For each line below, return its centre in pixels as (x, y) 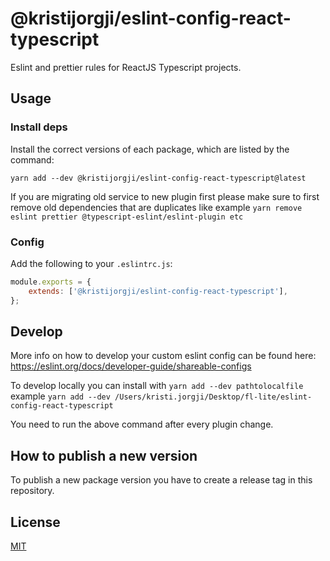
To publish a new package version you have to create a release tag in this (161, 480)
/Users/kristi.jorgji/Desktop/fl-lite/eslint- (213, 397)
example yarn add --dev (60, 396)
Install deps (39, 127)
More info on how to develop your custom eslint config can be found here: (163, 356)
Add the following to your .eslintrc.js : (91, 263)
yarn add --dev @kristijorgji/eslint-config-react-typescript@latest (158, 178)
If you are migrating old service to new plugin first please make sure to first (165, 196)
